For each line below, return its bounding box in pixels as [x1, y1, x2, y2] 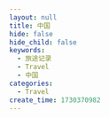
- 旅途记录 [17, 54, 52, 63]
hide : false [9, 29, 53, 38]
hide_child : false [9, 37, 77, 47]
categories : [9, 79, 53, 88]
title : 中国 [9, 21, 51, 30]
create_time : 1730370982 [9, 95, 101, 105]
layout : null [9, 12, 58, 22]
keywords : [9, 46, 46, 55]
